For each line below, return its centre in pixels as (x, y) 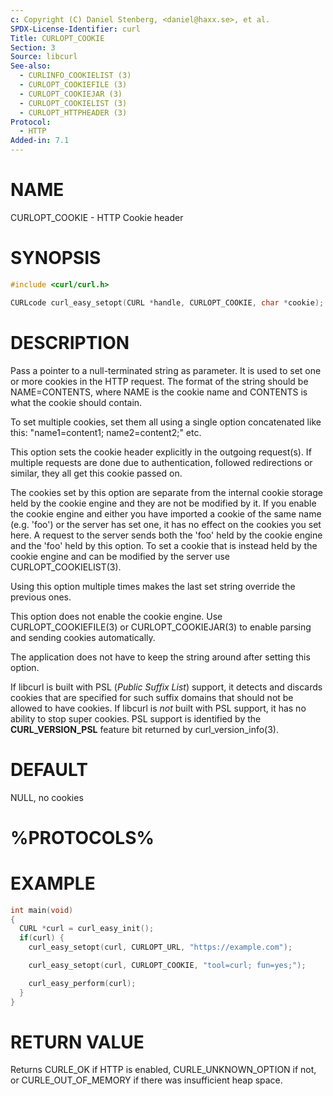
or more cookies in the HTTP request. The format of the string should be (159, 381)
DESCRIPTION (70, 342)
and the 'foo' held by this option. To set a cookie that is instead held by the (164, 545)
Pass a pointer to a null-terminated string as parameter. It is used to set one (166, 370)
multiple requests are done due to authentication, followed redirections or (161, 462)
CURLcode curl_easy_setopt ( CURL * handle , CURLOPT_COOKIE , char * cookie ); (167, 302)
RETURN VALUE (77, 1042)
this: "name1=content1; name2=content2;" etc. (106, 432)
